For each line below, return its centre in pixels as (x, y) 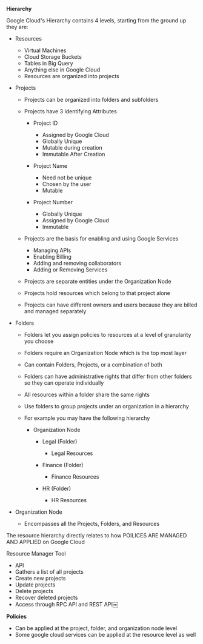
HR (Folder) (57, 488)
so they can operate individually (64, 383)
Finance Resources (75, 477)
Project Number (53, 202)
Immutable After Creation (74, 154)
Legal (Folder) (60, 441)
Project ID (45, 123)
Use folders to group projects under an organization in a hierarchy (106, 406)
